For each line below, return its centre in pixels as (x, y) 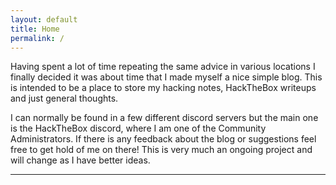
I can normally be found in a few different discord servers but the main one (164, 118)
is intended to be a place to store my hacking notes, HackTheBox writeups (163, 88)
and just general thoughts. (64, 98)
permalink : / (37, 38)
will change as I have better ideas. (80, 160)
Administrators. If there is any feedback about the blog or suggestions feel (163, 139)
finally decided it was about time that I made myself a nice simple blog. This (166, 77)
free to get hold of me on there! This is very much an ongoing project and (161, 150)
